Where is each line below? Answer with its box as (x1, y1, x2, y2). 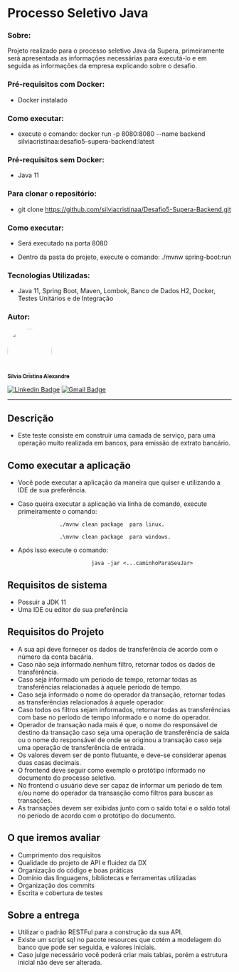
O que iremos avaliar (7, 832, 101, 844)
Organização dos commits (17, 881, 95, 889)
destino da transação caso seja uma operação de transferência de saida (17, 728, 230, 736)
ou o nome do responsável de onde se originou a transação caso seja (17, 735, 223, 744)
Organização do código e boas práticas (17, 866, 134, 875)
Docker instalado (17, 95, 68, 104)
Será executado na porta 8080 (17, 238, 108, 247)
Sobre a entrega (7, 909, 80, 921)
